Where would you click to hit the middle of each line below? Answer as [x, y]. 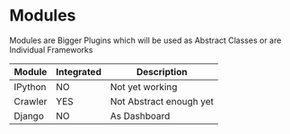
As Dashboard [140, 115]
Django [29, 115]
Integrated [79, 71]
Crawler [31, 101]
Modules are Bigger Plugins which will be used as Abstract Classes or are [145, 40]
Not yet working [144, 87]
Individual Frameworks [51, 49]
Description [162, 71]
